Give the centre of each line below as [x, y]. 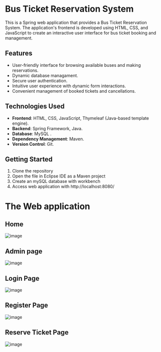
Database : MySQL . [32, 134]
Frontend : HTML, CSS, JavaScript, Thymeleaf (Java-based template [80, 118]
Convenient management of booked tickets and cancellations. [74, 91]
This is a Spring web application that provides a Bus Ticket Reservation [76, 22]
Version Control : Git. [33, 144]
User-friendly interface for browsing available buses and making [76, 65]
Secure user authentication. [40, 80]
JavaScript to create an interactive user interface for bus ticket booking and [81, 33]
